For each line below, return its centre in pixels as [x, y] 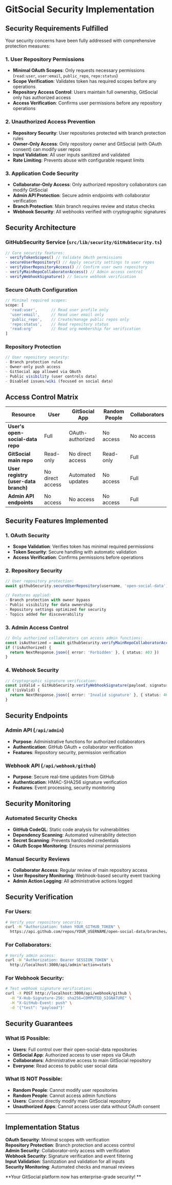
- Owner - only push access [33, 367]
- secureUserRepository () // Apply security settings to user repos [80, 262]
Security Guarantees [39, 1024]
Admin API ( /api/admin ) [35, 730]
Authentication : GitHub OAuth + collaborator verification [73, 747]
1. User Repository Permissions [45, 59]
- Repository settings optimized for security [56, 609]
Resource [24, 414]
